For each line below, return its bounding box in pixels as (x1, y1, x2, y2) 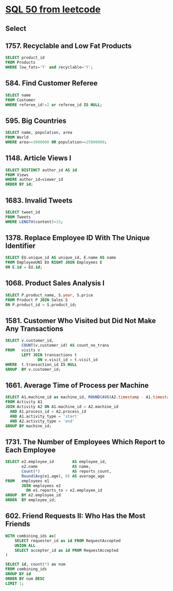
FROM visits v (5, 348, 40, 353)
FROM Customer (5, 97, 36, 102)
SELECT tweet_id (5, 210, 40, 215)
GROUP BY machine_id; (5, 423, 52, 428)
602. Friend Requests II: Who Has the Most (5, 512, 146, 521)
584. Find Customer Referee (5, 79, 98, 88)
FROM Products (5, 60, 36, 65)
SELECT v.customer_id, (5, 338, 54, 343)
